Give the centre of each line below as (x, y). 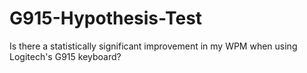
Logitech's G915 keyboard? (65, 56)
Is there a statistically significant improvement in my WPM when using (153, 46)
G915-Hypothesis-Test (106, 18)
